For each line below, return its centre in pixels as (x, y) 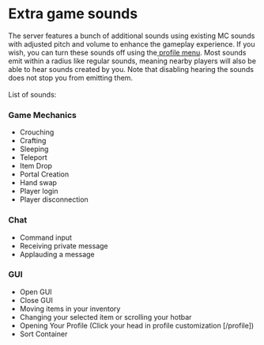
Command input (46, 237)
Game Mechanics (43, 115)
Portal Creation (44, 174)
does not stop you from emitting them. (70, 78)
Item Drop (36, 166)
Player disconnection (54, 199)
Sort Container (43, 334)
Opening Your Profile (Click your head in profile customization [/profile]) (137, 325)
